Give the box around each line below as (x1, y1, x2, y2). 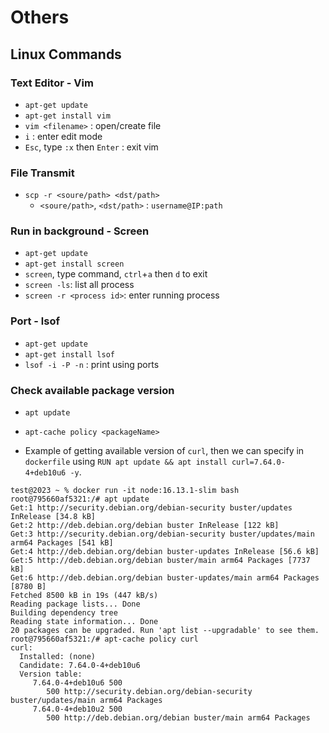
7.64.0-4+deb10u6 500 (32, 678, 123, 688)
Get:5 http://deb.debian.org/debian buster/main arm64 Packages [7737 (10, 556, 311, 566)
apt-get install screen (24, 259, 125, 270)
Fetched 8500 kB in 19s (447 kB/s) (10, 591, 159, 601)
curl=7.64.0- (231, 457, 286, 468)
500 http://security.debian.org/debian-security (46, 687, 253, 697)
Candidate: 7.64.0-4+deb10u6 (19, 661, 141, 671)
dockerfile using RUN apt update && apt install (24, 456, 228, 468)
